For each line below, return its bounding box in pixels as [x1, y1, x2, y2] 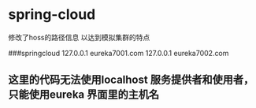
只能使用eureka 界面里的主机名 [8, 88, 160, 102]
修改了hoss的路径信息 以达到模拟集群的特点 [8, 32, 150, 42]
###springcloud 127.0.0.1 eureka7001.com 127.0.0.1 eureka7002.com [8, 48, 229, 58]
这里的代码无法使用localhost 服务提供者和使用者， [8, 73, 254, 87]
